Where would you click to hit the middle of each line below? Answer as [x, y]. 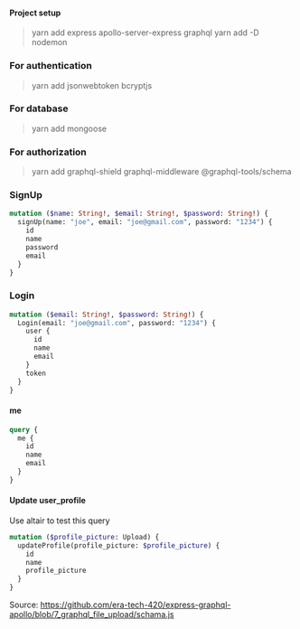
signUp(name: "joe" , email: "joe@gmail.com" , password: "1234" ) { [145, 222]
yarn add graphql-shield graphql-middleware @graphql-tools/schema [161, 172]
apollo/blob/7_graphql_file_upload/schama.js [92, 615]
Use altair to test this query [60, 521]
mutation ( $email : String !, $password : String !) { [107, 314]
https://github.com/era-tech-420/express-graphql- [136, 605]
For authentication [51, 66]
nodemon [49, 42]
